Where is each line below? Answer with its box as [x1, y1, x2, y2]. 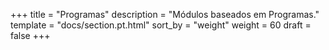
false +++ [10, 30, 51, 41]
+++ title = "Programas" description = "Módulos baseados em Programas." [10, 9, 320, 20]
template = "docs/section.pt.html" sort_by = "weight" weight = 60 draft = [10, 19, 312, 31]
